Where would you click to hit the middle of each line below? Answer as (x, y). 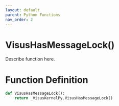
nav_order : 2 (19, 19)
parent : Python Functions (33, 15)
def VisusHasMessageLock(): (35, 93)
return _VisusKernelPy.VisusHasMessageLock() (64, 98)
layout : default (22, 10)
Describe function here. (30, 59)
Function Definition (47, 80)
